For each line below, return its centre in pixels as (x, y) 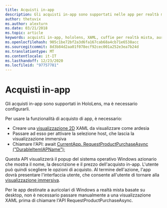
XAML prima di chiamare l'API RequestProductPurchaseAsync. (69, 201)
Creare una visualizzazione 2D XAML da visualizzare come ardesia (81, 128)
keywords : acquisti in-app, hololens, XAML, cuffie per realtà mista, (80, 38)
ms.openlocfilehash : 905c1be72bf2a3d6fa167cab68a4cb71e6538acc (72, 42)
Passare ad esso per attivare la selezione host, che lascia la (73, 134)
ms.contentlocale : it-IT (31, 56)
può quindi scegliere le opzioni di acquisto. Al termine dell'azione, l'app (78, 170)
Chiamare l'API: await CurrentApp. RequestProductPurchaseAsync (80, 144)
